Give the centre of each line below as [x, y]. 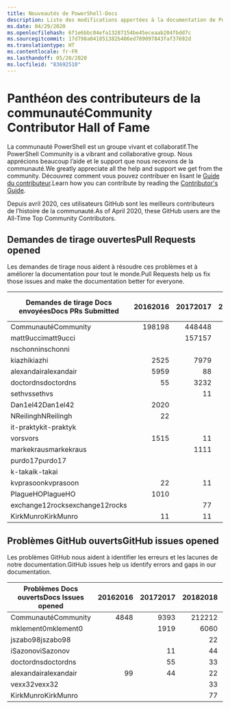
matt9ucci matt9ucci [43, 338]
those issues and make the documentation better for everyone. [96, 281]
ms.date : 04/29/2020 [37, 26]
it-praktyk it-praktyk [43, 427]
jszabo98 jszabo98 [41, 640]
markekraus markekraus [49, 450]
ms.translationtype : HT [41, 45]
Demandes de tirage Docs [69, 302]
